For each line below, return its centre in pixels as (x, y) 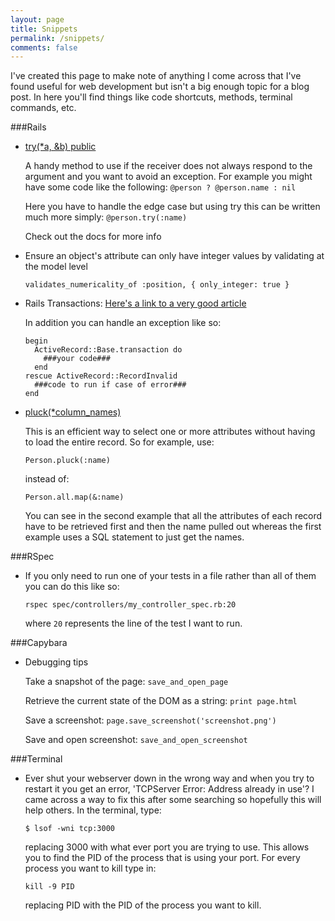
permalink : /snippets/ (57, 38)
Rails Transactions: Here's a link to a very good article (135, 303)
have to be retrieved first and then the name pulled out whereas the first (173, 527)
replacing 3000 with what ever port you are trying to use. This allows (167, 847)
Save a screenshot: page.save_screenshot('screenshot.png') (150, 720)
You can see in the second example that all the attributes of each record (173, 516)
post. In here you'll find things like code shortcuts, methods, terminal (151, 97)
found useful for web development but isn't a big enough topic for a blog (160, 87)
